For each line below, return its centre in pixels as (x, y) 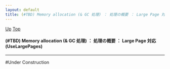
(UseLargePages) (24, 46)
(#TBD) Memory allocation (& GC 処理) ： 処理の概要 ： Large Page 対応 (81, 41)
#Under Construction (27, 62)
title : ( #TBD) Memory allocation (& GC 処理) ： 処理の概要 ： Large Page (82, 14)
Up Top (13, 28)
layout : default (22, 10)
